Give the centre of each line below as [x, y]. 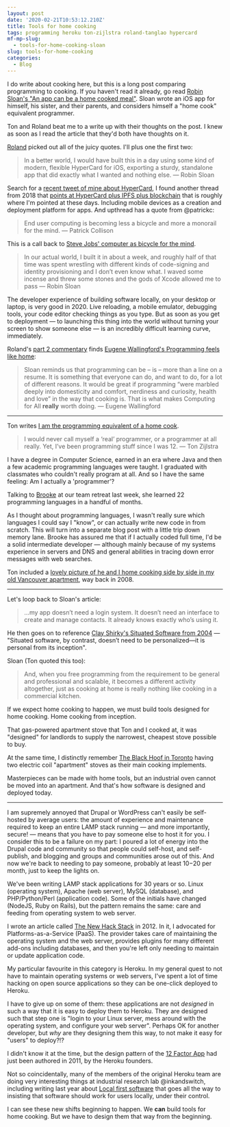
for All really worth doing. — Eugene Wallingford [92, 406]
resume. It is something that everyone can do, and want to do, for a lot [123, 377]
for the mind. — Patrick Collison [69, 230]
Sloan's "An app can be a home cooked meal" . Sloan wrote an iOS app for [111, 98]
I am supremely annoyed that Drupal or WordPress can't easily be [100, 812]
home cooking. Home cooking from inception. [72, 716]
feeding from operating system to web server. [72, 913]
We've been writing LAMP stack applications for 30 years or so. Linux [105, 884]
